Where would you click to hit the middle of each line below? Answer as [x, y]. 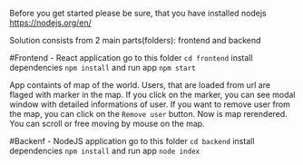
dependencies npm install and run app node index [105, 150]
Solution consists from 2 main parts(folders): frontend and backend [135, 40]
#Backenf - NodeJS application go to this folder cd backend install [132, 141]
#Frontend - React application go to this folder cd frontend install [131, 58]
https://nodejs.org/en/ [51, 23]
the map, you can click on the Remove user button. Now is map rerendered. [148, 114]
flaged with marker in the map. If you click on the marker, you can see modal [153, 95]
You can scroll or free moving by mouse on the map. [108, 123]
